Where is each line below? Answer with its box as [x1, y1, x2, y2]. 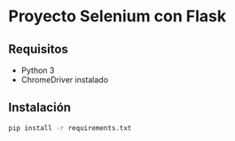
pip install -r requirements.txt [8, 123, 132, 132]
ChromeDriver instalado [20, 74, 108, 85]
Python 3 [20, 65, 55, 75]
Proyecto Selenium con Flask [8, 6, 227, 27]
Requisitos [8, 42, 68, 57]
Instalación [8, 100, 72, 115]
